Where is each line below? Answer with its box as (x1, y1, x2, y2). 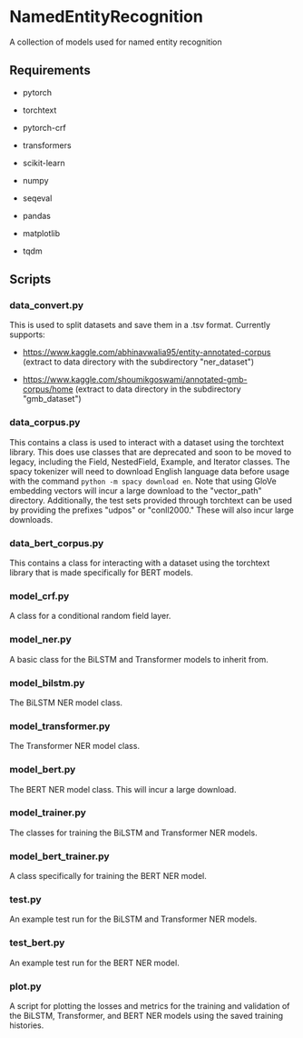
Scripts (9, 272, 52, 287)
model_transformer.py (9, 720, 111, 733)
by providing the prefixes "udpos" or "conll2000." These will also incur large (9, 504, 295, 515)
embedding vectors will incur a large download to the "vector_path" (9, 484, 262, 496)
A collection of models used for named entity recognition (9, 36, 222, 47)
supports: (9, 329, 45, 340)
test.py (9, 893, 43, 906)
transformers (22, 139, 72, 151)
